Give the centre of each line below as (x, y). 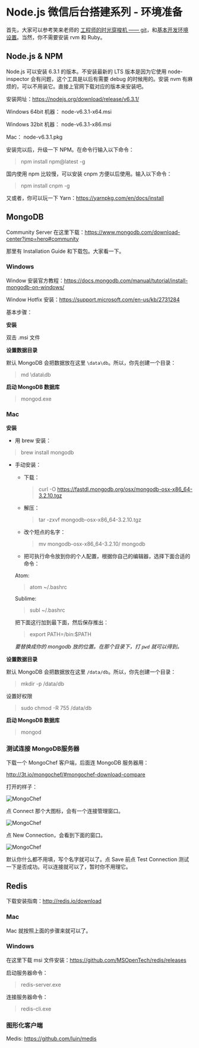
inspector (18, 79)
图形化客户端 (25, 1025)
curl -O (47, 489)
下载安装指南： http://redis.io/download (54, 901)
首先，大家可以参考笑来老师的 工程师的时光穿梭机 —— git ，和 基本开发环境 (97, 30)
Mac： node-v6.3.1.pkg (34, 137)
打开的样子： (22, 787)
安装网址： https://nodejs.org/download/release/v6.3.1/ (73, 99)
